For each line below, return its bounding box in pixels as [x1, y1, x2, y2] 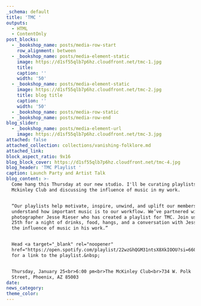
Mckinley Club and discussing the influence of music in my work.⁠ [11, 187, 181, 193]
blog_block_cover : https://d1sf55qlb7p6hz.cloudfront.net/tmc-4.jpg [6, 159, 181, 165]
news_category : [6, 285, 44, 291]
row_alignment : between [17, 48, 77, 54]
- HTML [11, 25, 28, 32]
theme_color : [6, 291, 39, 297]
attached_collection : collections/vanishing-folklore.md [6, 142, 151, 149]
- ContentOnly [11, 31, 47, 37]
